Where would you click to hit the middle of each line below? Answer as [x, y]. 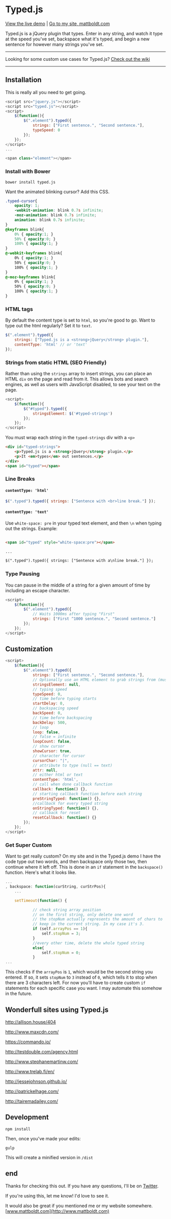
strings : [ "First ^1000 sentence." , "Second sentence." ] [94, 619]
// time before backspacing [62, 718]
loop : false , [46, 732]
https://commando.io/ [28, 1042]
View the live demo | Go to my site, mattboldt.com [58, 24]
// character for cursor [59, 756]
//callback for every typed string [70, 803]
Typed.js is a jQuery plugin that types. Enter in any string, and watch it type [84, 33]
